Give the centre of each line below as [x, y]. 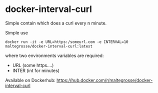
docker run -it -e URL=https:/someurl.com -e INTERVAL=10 [67, 42]
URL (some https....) [33, 65]
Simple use [17, 32]
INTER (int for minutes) [36, 70]
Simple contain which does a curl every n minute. [56, 23]
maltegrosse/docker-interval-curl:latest [49, 46]
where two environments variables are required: [54, 55]
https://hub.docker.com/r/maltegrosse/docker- [105, 80]
